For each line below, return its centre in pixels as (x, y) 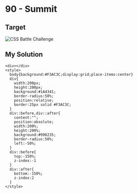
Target (16, 27)
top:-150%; (25, 156)
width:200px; (27, 83)
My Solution (24, 54)
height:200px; (28, 87)
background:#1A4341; (35, 92)
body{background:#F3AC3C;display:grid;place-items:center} (71, 74)
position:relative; (34, 100)
